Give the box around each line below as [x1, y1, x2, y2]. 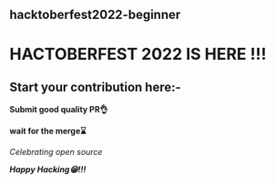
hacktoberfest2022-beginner [9, 7, 181, 23]
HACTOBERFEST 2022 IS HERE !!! [9, 44, 267, 64]
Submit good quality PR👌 [9, 104, 108, 115]
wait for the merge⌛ [9, 126, 87, 137]
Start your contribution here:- [9, 79, 182, 94]
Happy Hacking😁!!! [9, 164, 87, 175]
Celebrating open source [9, 147, 103, 158]
